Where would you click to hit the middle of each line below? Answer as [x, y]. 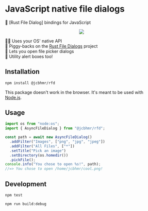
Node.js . [13, 97]
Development [26, 184]
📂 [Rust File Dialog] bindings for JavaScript [48, 22]
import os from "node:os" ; [32, 124]
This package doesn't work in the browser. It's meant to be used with [74, 92]
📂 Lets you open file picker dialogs [40, 51]
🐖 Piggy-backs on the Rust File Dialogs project [51, 46]
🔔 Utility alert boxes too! [29, 56]
